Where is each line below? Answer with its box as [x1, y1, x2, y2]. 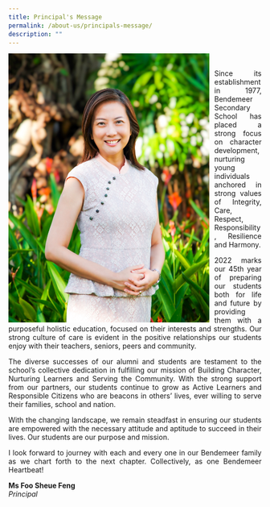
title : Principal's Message [8, 13, 103, 21]
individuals [214, 172, 251, 181]
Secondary [214, 103, 251, 113]
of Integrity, [214, 197, 262, 207]
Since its [214, 69, 262, 78]
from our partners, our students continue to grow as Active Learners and [8, 383, 262, 393]
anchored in [214, 180, 262, 189]
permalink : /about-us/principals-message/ [8, 21, 153, 30]
